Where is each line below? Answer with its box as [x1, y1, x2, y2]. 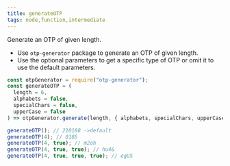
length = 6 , [13, 89, 48, 96]
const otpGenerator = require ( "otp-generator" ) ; [7, 76, 149, 83]
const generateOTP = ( [7, 83, 72, 90]
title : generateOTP [7, 10, 63, 17]
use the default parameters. [16, 63, 96, 71]
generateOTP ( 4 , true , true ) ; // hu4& [7, 146, 115, 153]
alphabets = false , [13, 95, 69, 103]
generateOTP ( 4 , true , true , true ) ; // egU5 [7, 152, 133, 160]
